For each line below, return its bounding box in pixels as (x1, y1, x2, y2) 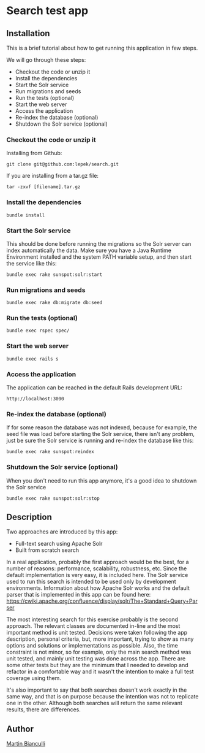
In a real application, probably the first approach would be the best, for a (6, 559, 189, 566)
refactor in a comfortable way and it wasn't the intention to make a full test (6, 668, 194, 675)
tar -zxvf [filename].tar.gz (6, 184, 81, 190)
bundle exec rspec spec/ (6, 327, 70, 334)
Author (6, 724, 34, 734)
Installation (6, 28, 50, 39)
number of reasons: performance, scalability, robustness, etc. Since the (6, 565, 187, 572)
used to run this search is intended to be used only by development (6, 578, 176, 586)
